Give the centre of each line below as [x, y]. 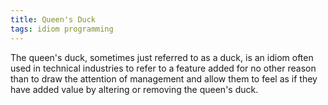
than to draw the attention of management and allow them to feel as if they [164, 78]
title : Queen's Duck [53, 19]
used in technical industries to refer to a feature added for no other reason [163, 68]
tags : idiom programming [62, 29]
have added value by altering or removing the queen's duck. [134, 89]
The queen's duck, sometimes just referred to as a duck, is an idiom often [162, 57]
